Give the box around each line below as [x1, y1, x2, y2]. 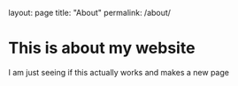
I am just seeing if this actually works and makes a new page [8, 67, 229, 77]
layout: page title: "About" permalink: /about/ [8, 8, 172, 18]
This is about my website [8, 39, 196, 58]
